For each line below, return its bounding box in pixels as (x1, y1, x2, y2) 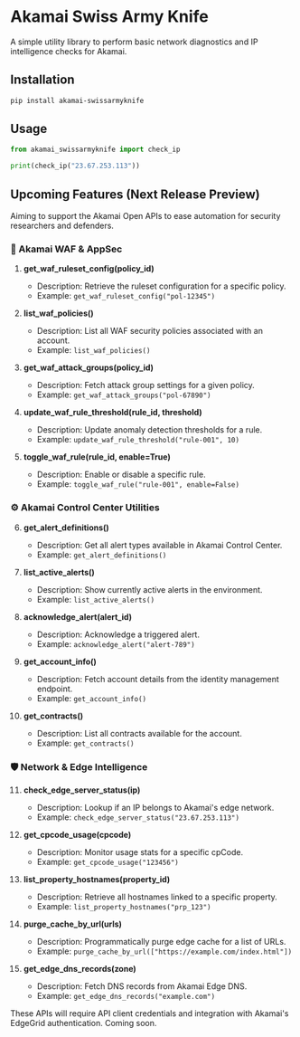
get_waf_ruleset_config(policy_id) (23, 263, 155, 274)
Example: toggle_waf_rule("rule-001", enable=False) (36, 479, 240, 490)
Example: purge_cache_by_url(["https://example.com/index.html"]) (36, 946, 293, 956)
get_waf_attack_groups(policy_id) (23, 362, 155, 373)
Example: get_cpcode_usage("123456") (36, 856, 180, 867)
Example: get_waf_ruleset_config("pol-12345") (36, 290, 216, 301)
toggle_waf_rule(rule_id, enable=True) (23, 452, 171, 462)
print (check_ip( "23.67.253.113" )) (10, 161, 141, 171)
